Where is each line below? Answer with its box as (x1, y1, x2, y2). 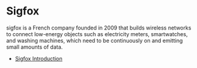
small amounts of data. (6, 43, 63, 51)
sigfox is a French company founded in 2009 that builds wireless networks (6, 24, 192, 31)
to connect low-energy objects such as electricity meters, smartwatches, (6, 30, 188, 37)
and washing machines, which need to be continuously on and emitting (6, 37, 183, 44)
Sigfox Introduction (14, 55, 63, 62)
